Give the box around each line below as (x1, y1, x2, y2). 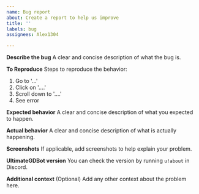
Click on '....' (15, 84, 47, 92)
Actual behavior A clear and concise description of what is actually (6, 127, 176, 134)
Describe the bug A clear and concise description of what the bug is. (6, 54, 181, 61)
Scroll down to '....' (15, 90, 62, 98)
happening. (6, 134, 35, 141)
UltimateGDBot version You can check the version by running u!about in (6, 157, 190, 165)
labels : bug (6, 26, 37, 32)
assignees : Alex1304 (6, 32, 59, 38)
